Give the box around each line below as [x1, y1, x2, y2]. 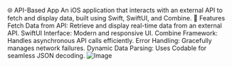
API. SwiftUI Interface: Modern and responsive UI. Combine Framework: [7, 29, 218, 37]
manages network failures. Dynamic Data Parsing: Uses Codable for [7, 44, 207, 52]
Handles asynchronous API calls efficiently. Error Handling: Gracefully [7, 37, 212, 44]
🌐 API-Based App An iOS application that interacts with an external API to [7, 6, 223, 14]
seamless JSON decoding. [7, 51, 85, 59]
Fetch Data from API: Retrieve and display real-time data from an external [7, 21, 222, 30]
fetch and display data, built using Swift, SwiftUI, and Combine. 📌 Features [7, 14, 226, 22]
